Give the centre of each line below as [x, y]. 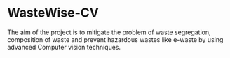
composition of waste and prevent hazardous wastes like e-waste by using [115, 39]
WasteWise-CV [53, 13]
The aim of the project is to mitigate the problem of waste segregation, [109, 32]
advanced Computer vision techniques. [64, 47]
